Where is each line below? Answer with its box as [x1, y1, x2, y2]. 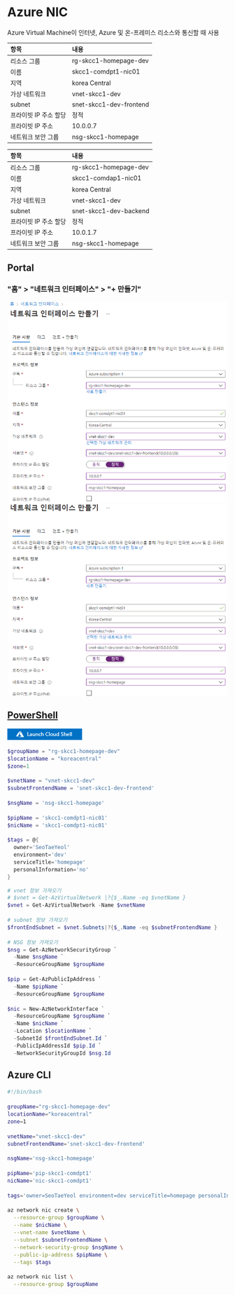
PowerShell [7, 710, 58, 721]
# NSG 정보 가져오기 [7, 939, 58, 946]
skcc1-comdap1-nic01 [72, 174, 142, 182]
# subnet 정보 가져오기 [7, 916, 68, 924]
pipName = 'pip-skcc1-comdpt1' [7, 1170, 92, 1177]
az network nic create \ [7, 1207, 80, 1214]
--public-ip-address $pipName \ [13, 1251, 108, 1259]
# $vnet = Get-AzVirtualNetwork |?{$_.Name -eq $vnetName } [7, 895, 187, 902]
